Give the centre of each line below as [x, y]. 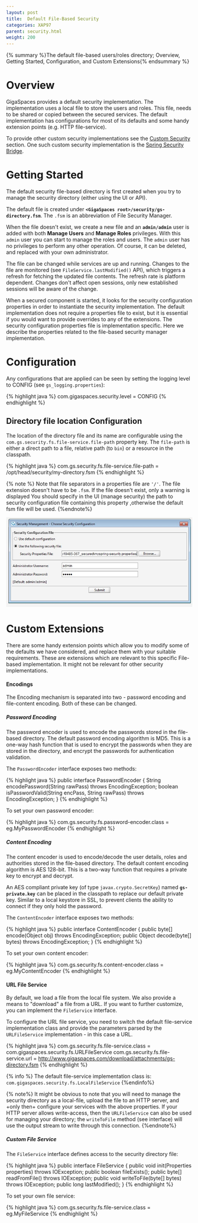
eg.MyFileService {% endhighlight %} [52, 1214]
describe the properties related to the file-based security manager [87, 332]
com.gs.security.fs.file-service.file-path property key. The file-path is [98, 442]
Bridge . [15, 151]
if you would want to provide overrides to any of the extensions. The [89, 319]
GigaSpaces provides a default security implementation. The [80, 102]
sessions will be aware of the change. [52, 289]
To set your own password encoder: [50, 811]
